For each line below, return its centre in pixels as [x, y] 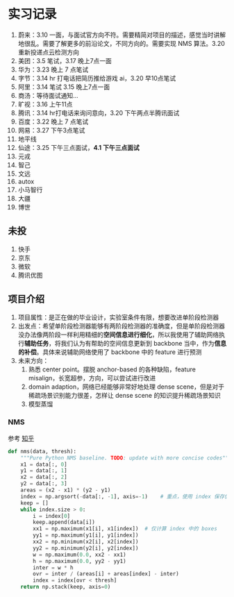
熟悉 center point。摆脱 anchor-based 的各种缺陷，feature [112, 369]
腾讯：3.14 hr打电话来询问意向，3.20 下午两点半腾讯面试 [99, 112]
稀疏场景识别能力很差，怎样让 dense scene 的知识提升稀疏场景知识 [124, 395]
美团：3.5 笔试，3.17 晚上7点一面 [65, 60]
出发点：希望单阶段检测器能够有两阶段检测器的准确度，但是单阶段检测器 [121, 326]
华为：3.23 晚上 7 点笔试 [53, 69]
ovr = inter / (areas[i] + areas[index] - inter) [106, 574]
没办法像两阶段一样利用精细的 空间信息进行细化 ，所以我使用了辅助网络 [118, 335]
